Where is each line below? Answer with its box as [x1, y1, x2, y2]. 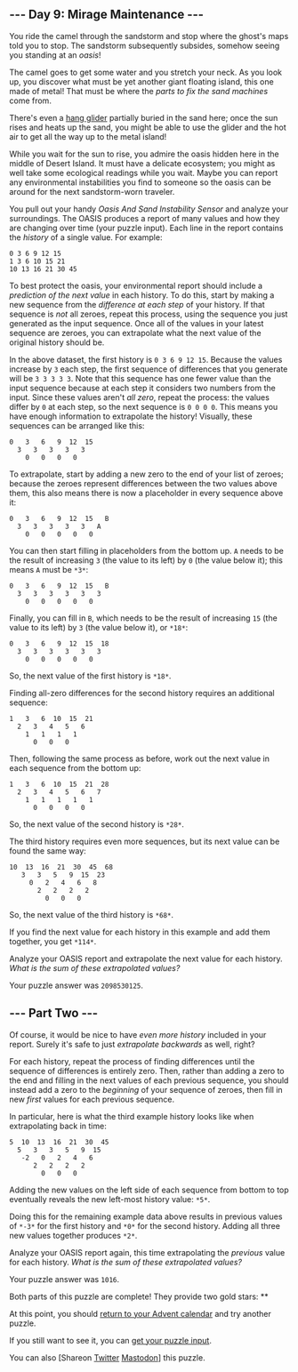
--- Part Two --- [9, 1006, 99, 1021]
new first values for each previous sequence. [9, 1094, 175, 1104]
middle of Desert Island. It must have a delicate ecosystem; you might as [9, 157, 276, 168]
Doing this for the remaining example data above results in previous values [9, 1211, 283, 1222]
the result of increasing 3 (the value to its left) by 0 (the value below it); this [9, 555, 283, 566]
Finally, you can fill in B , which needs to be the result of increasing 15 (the [9, 613, 278, 623]
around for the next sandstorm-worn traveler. [9, 186, 175, 197]
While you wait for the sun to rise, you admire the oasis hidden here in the [9, 148, 279, 159]
